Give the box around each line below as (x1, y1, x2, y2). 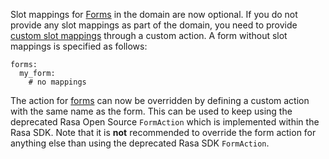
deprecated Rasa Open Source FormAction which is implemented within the (10, 116, 320, 128)
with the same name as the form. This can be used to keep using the (10, 105, 293, 117)
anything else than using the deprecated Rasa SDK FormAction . (10, 137, 270, 149)
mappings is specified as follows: (10, 40, 148, 52)
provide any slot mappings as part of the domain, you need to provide (10, 19, 298, 31)
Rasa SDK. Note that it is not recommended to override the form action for (10, 127, 317, 138)
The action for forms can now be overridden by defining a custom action (10, 95, 310, 106)
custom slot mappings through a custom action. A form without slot (10, 30, 288, 41)
